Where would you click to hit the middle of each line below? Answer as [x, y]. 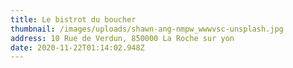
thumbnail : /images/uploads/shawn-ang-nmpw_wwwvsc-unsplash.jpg [147, 29]
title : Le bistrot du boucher [73, 19]
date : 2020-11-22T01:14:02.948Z [77, 47]
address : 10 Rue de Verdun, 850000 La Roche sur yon [122, 38]
